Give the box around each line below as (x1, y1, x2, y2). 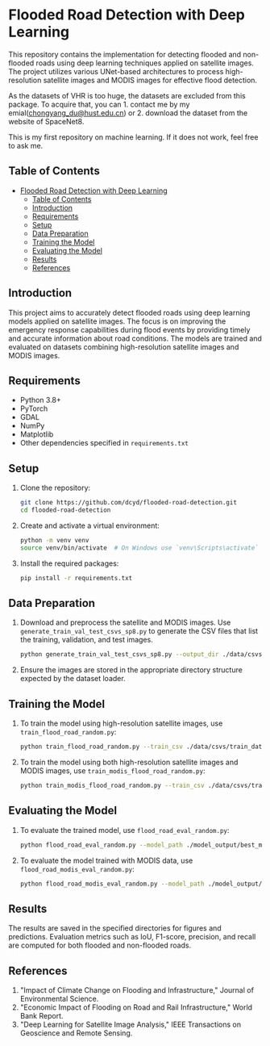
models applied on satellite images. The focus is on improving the (8, 316, 226, 326)
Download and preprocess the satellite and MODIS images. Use (19, 617, 231, 627)
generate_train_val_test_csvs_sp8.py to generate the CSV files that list (19, 626, 259, 636)
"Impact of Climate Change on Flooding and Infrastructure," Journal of (19, 985, 254, 994)
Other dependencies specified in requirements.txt (19, 438, 189, 448)
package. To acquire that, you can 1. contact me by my (8, 99, 190, 109)
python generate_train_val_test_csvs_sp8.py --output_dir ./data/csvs (19, 651, 263, 659)
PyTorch (19, 404, 48, 413)
